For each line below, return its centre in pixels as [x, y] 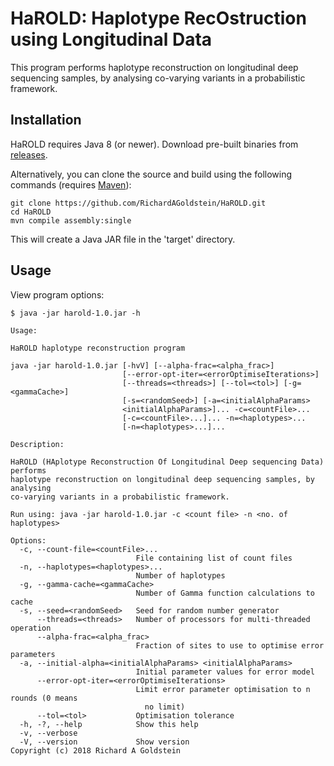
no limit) [165, 707]
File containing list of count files [214, 558]
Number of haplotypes [180, 575]
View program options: [57, 294]
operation [31, 628]
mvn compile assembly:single [71, 220]
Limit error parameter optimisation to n [223, 689]
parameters [33, 654]
